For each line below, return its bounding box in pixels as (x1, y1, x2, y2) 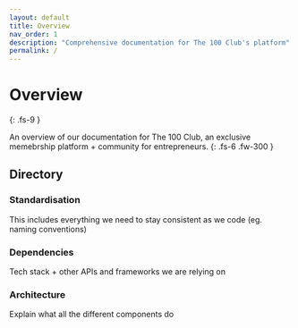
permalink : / (9, 46, 58, 55)
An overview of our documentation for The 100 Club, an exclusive (9, 131, 251, 143)
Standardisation (9, 194, 81, 206)
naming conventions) (9, 223, 88, 234)
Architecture (9, 288, 66, 300)
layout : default (9, 13, 70, 22)
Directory (9, 167, 64, 182)
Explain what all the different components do (9, 309, 175, 320)
